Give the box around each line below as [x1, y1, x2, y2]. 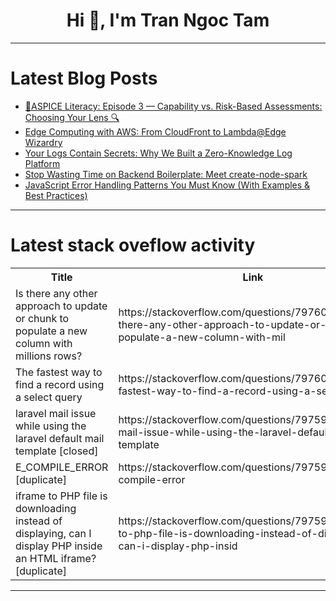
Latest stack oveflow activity [10, 234, 256, 257]
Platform [24, 157, 61, 169]
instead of [15, 514, 63, 528]
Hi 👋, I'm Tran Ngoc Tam [66, 9, 270, 32]
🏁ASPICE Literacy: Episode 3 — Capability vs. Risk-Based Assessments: [24, 100, 323, 112]
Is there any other [15, 286, 98, 300]
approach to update [15, 299, 108, 313]
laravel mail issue [15, 406, 97, 420]
